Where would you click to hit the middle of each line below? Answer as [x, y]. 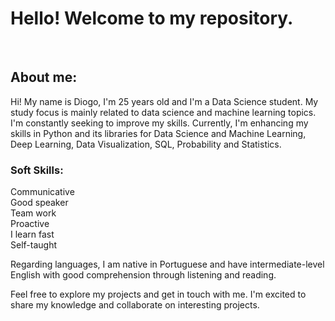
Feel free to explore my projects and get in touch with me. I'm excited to [158, 294]
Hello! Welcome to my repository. [152, 18]
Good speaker [39, 203]
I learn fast [32, 234]
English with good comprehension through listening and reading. [143, 275]
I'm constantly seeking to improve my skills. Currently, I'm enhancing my [159, 123]
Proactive [30, 224]
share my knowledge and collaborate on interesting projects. [135, 305]
